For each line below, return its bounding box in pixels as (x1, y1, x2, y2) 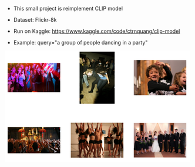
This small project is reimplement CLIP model (13, 5, 123, 12)
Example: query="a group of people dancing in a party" (13, 39, 148, 46)
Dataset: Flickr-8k (13, 16, 57, 23)
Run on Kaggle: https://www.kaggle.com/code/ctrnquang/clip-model (13, 28, 180, 35)
